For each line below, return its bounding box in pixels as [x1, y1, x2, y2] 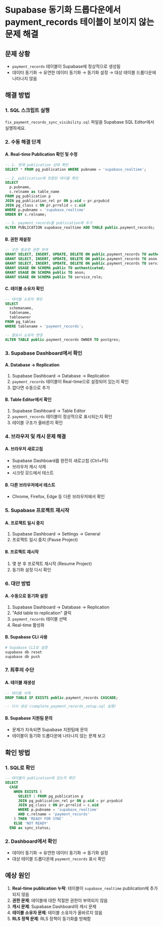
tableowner [9, 315, 32, 320]
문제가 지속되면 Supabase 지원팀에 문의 [12, 727, 88, 732]
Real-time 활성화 [12, 622, 45, 628]
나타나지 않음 [12, 76, 37, 81]
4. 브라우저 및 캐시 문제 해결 [5, 433, 66, 440]
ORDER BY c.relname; [5, 212, 47, 217]
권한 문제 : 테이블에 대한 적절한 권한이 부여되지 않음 [12, 897, 108, 903]
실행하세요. [5, 125, 26, 131]
